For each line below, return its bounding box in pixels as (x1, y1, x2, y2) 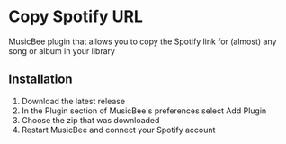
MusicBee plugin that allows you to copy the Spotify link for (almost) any (8, 36, 277, 47)
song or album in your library (8, 45, 116, 56)
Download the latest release (21, 95, 126, 106)
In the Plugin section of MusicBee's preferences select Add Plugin (21, 105, 267, 116)
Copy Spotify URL (8, 6, 143, 27)
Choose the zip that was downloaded (21, 114, 160, 125)
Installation (8, 72, 73, 87)
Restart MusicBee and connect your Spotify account (21, 124, 216, 135)
